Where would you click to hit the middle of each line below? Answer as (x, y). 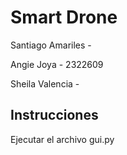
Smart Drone (64, 17)
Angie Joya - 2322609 (57, 64)
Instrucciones (54, 115)
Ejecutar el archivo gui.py (62, 139)
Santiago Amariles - (51, 45)
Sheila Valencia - (45, 83)
